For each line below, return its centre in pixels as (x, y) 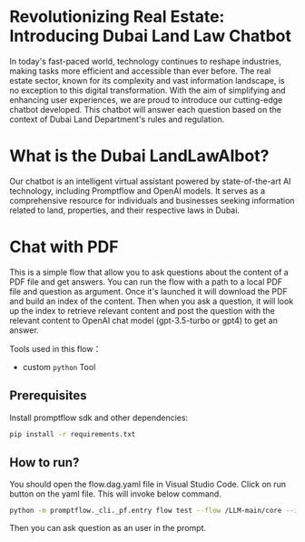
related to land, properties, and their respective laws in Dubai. (125, 210)
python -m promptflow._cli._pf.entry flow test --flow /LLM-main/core (146, 511)
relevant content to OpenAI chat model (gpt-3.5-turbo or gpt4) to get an (144, 320)
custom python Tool (59, 366)
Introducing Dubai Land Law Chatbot (151, 36)
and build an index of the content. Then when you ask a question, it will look (152, 301)
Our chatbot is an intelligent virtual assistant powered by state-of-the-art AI (150, 181)
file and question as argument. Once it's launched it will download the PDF (148, 291)
